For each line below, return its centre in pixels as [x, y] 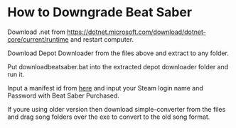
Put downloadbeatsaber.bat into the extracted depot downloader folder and [118, 66]
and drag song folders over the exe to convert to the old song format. [109, 117]
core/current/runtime [38, 39]
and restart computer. [102, 39]
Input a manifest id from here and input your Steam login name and [106, 88]
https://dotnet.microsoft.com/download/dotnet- [136, 32]
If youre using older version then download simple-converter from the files [117, 109]
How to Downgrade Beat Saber [100, 12]
